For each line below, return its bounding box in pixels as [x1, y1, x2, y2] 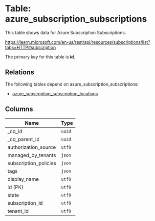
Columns [5, 105, 33, 113]
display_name [7, 175, 39, 182]
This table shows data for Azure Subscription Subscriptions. [5, 29, 126, 35]
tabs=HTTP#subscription [5, 44, 56, 50]
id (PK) [7, 184, 23, 191]
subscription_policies [7, 160, 57, 166]
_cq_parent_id [7, 136, 40, 142]
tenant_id [7, 207, 29, 214]
